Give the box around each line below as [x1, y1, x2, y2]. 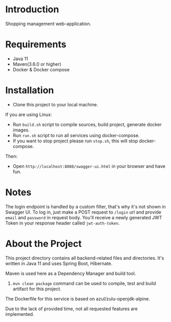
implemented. [5, 311, 34, 317]
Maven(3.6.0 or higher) [12, 61, 61, 67]
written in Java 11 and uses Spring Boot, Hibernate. [5, 260, 113, 267]
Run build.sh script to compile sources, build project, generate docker [12, 121, 162, 127]
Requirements [5, 39, 67, 50]
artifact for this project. [12, 286, 61, 292]
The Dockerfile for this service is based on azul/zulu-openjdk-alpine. [5, 295, 150, 301]
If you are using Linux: [5, 111, 52, 118]
